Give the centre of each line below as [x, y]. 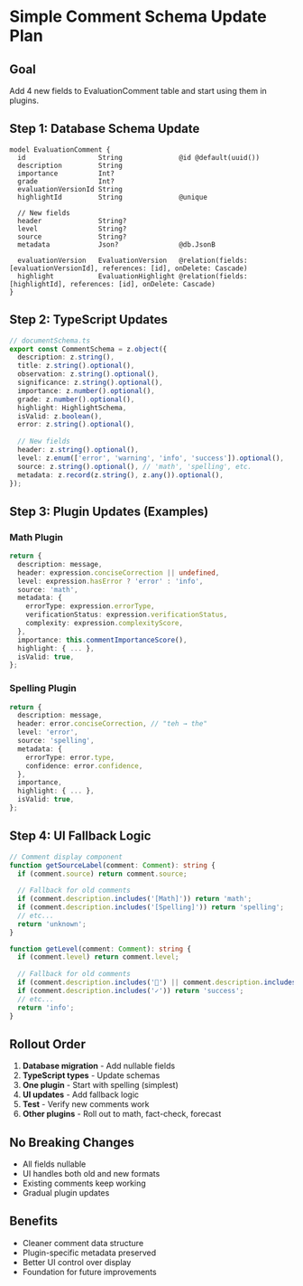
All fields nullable [54, 1164]
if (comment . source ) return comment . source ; [102, 874]
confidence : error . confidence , [84, 765]
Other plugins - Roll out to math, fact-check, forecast [122, 1114]
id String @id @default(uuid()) [138, 157]
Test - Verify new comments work [86, 1104]
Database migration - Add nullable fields [99, 1066]
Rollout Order [47, 1044]
